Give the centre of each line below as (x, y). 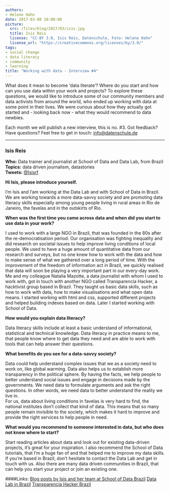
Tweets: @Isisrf (22, 172)
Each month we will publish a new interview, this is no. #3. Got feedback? (82, 127)
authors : (14, 10)
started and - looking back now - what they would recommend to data (78, 112)
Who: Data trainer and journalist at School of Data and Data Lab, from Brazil (84, 162)
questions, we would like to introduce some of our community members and (84, 96)
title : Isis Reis (28, 33)
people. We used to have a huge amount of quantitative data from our (78, 249)
